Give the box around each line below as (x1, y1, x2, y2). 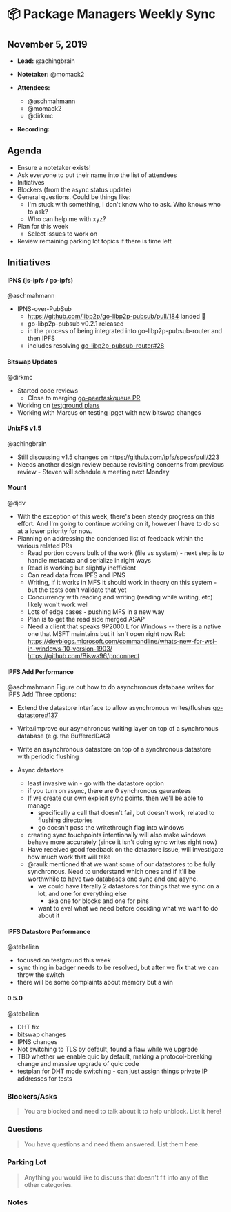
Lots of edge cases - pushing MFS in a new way (27, 608, 165, 616)
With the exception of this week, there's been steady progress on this (17, 512, 215, 521)
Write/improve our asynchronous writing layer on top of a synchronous (17, 725, 219, 733)
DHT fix (17, 1023, 39, 1031)
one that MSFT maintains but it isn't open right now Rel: (27, 630, 185, 638)
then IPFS (27, 334, 55, 343)
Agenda (7, 145, 42, 157)
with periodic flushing (17, 752, 79, 761)
